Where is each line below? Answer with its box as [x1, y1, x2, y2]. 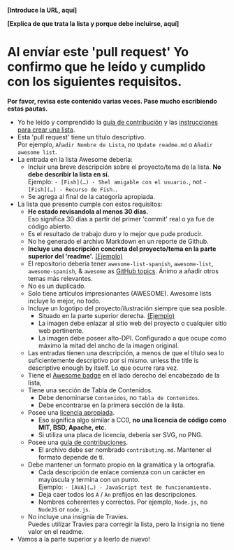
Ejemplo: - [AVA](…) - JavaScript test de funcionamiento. [38, 483, 212, 491]
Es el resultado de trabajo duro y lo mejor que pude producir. [27, 229, 203, 238]
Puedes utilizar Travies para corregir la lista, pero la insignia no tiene [27, 520, 225, 528]
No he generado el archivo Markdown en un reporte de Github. [27, 237, 210, 245]
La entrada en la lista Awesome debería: [17, 155, 133, 163]
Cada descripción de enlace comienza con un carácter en [38, 467, 205, 476]
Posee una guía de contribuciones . [27, 438, 129, 446]
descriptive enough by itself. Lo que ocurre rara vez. [27, 364, 179, 372]
